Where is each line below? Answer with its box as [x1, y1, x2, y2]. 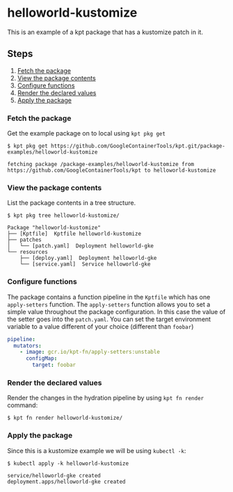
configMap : [25, 355, 58, 362]
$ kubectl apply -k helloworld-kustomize [7, 460, 129, 467]
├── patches [7, 236, 42, 244]
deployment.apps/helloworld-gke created [7, 478, 127, 485]
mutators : [13, 342, 42, 349]
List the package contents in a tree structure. [7, 199, 136, 207]
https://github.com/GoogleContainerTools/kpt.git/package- [51, 142, 226, 150]
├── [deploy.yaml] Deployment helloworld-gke [19, 255, 157, 262]
